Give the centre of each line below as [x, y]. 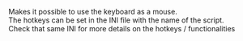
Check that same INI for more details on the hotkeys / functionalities [122, 29]
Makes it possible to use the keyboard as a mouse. [93, 12]
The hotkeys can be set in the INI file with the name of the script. [116, 20]
